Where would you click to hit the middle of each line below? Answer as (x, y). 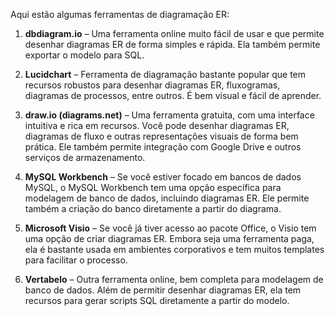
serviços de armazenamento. (85, 157)
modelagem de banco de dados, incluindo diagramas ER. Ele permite (167, 198)
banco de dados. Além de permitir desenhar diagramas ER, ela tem (163, 290)
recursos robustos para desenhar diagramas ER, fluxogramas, (152, 85)
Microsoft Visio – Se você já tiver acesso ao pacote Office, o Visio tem (170, 228)
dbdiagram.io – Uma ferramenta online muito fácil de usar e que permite (174, 33)
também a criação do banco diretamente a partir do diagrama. (153, 208)
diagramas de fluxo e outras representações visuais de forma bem (161, 136)
